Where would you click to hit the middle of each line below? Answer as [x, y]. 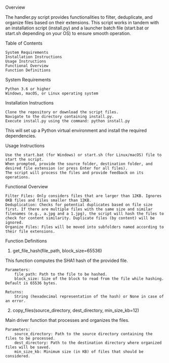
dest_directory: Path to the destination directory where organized [88, 343]
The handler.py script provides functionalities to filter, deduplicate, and [79, 17]
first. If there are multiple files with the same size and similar [79, 209]
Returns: [14, 292]
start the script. [25, 159]
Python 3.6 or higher [28, 89]
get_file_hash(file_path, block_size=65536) [57, 251]
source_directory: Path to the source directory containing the [83, 334]
